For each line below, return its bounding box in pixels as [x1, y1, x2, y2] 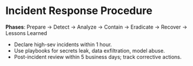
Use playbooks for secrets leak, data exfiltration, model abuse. [13, 47, 165, 54]
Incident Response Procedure [5, 4, 153, 18]
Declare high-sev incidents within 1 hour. [13, 41, 112, 48]
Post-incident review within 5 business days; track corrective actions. [13, 53, 182, 60]
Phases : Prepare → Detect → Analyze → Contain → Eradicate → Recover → [5, 23, 188, 30]
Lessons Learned [5, 29, 47, 36]
